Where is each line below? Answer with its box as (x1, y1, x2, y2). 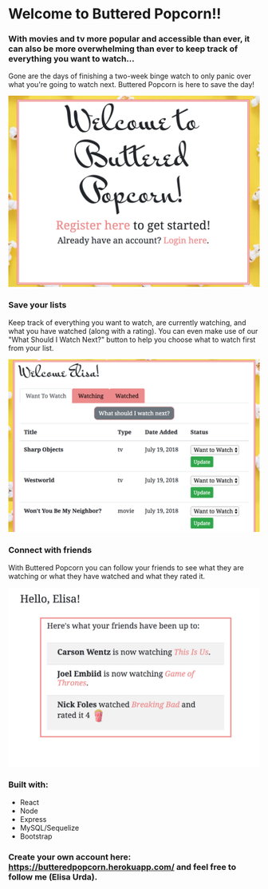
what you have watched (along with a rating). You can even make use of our (8, 326, 258, 335)
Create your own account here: (8, 851, 132, 863)
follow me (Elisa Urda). (8, 871, 98, 883)
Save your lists (8, 300, 67, 311)
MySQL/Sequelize (19, 823, 80, 832)
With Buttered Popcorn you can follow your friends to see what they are (8, 562, 245, 572)
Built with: (8, 780, 49, 791)
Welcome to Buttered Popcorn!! (8, 5, 222, 23)
